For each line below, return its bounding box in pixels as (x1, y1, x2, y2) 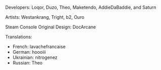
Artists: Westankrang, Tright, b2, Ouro (5, 14, 85, 20)
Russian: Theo (12, 60, 43, 65)
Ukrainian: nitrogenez (12, 54, 58, 60)
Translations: (5, 34, 32, 40)
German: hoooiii (12, 49, 46, 55)
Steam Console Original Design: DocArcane (5, 24, 96, 30)
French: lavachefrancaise (12, 44, 66, 50)
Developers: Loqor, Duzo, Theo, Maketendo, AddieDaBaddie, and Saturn (5, 5, 156, 10)
